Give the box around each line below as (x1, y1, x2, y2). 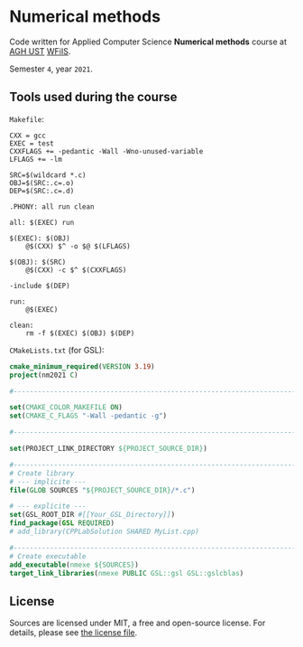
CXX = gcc (9, 131, 47, 140)
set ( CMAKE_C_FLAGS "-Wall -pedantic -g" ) (9, 411, 168, 421)
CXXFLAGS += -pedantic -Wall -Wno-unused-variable (9, 146, 204, 155)
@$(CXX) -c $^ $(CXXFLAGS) (25, 265, 127, 275)
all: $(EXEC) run (9, 218, 75, 227)
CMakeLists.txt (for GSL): (9, 344, 106, 355)
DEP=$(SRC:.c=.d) (9, 186, 75, 195)
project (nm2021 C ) (9, 370, 78, 380)
